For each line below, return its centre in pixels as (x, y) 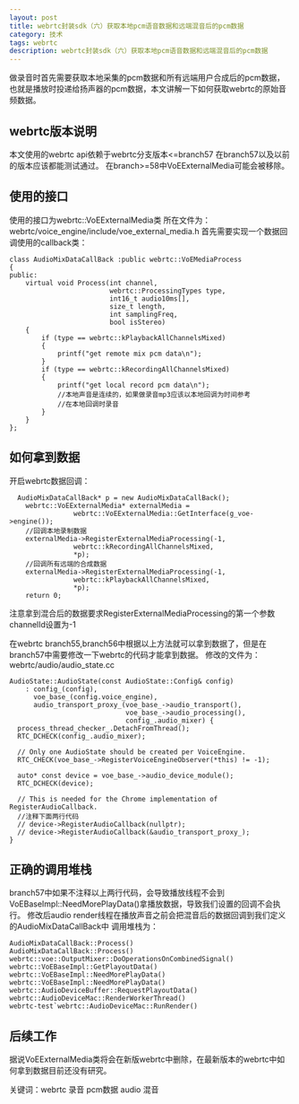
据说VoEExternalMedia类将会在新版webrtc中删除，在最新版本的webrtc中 (143, 1059)
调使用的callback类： (48, 242)
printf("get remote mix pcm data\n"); (129, 354)
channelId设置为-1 (43, 624)
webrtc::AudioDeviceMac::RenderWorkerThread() (98, 999)
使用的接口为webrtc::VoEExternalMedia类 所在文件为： (110, 220)
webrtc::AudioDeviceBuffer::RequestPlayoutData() (104, 991)
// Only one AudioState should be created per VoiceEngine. (132, 752)
